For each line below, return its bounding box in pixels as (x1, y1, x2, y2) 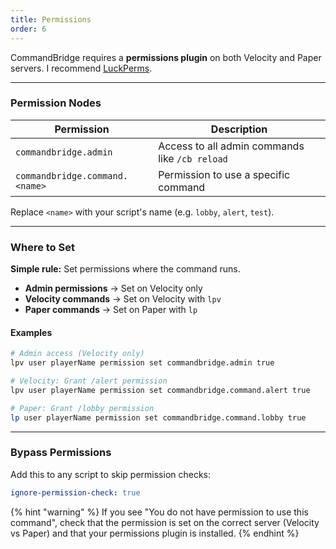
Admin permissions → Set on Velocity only (24, 282, 203, 295)
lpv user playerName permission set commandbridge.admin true (10, 358, 275, 368)
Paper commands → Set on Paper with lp (24, 304, 198, 316)
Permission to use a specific (158, 167, 291, 181)
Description (210, 122, 268, 136)
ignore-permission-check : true (10, 487, 141, 498)
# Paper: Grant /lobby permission (10, 403, 155, 413)
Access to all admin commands (158, 139, 305, 153)
